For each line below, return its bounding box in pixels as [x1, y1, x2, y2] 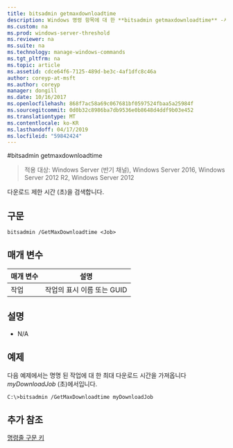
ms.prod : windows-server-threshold [7, 29, 110, 37]
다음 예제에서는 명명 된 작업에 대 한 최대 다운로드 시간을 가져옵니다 [7, 371, 187, 379]
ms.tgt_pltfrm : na [7, 55, 60, 62]
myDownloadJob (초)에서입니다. [7, 379, 98, 388]
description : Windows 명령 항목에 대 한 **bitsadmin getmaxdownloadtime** [7, 17, 218, 24]
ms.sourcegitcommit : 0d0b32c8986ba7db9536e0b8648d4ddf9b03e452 [7, 107, 194, 114]
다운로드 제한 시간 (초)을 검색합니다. [7, 188, 105, 196]
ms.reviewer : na [7, 36, 54, 43]
